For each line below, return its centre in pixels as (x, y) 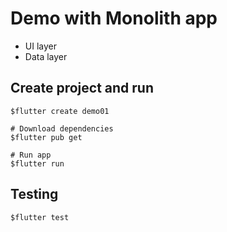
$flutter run (37, 163)
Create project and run (82, 88)
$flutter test (40, 217)
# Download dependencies (62, 128)
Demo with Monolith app (114, 18)
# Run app (31, 155)
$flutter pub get (46, 137)
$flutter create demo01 (60, 111)
